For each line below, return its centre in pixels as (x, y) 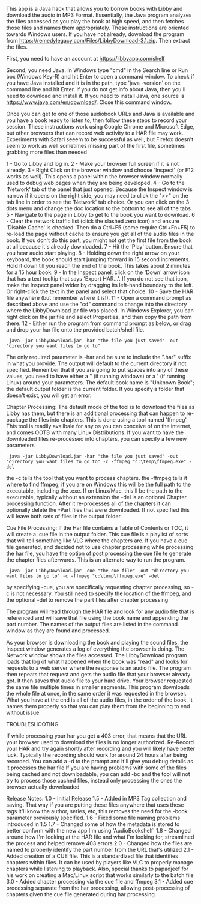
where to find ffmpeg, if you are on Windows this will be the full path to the (98, 484)
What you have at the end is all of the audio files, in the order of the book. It (100, 700)
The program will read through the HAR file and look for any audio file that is (100, 611)
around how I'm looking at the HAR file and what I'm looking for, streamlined (100, 837)
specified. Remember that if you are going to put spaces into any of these (97, 370)
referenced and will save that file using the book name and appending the (97, 618)
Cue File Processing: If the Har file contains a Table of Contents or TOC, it (97, 528)
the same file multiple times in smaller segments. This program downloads (98, 687)
